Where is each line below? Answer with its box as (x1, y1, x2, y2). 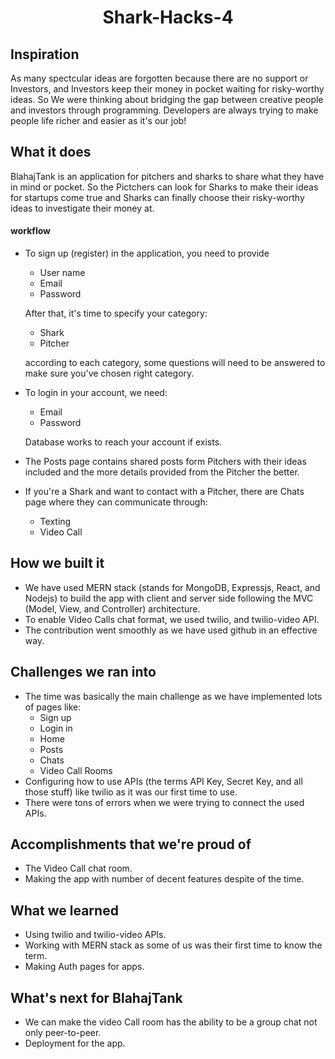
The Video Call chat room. (24, 862, 133, 875)
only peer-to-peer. (24, 1027, 102, 1039)
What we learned (10, 902, 119, 919)
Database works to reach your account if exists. (24, 436, 223, 448)
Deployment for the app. (24, 1037, 126, 1050)
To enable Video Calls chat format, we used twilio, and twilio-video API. (24, 613, 320, 625)
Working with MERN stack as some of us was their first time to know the (24, 939, 323, 951)
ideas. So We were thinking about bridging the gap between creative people (10, 94, 324, 105)
